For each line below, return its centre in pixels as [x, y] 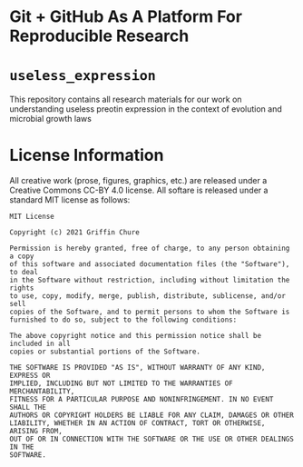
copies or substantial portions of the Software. [105, 352]
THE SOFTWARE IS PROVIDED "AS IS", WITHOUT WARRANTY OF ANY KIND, [137, 368]
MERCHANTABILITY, [42, 392]
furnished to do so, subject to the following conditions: [123, 320]
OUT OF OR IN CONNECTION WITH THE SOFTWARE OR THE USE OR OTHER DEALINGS [152, 439]
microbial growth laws [51, 119]
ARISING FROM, [36, 432]
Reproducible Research [99, 36]
